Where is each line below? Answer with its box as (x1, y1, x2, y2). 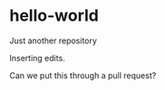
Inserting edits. (9, 52, 65, 63)
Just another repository (9, 35, 98, 46)
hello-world (9, 5, 100, 26)
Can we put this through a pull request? (9, 69, 157, 81)
